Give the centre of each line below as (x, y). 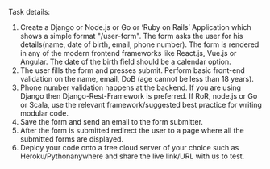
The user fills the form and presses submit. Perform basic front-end (133, 70)
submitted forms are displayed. (71, 139)
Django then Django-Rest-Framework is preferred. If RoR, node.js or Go (139, 96)
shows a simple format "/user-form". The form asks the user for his (131, 36)
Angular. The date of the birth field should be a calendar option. (125, 61)
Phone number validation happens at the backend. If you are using (131, 87)
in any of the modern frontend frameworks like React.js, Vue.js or (128, 53)
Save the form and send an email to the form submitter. (112, 122)
